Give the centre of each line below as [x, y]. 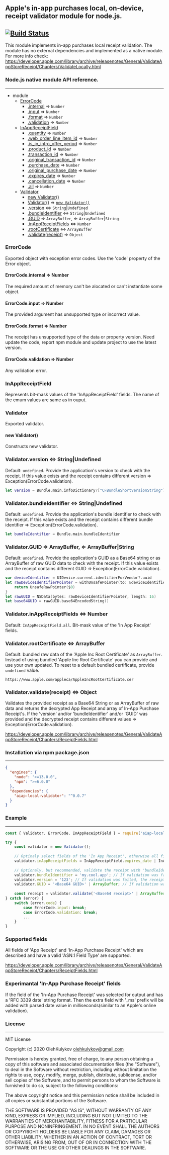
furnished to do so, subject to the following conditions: [62, 1086]
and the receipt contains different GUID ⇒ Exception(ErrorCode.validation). [83, 569]
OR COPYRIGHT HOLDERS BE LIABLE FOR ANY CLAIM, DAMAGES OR [78, 1132]
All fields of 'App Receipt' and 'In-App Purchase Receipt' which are [74, 950]
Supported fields [26, 939]
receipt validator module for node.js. [64, 16]
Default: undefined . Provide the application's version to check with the [78, 470]
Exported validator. [25, 424]
